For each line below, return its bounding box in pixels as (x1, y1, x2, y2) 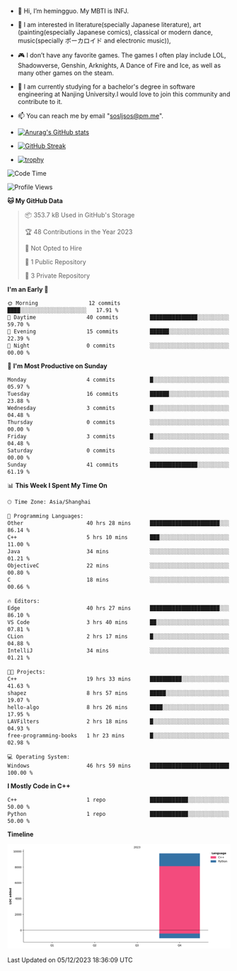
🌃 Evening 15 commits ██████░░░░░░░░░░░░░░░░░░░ (7, 328, 230, 335)
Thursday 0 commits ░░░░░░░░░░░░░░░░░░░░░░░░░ (7, 419, 230, 426)
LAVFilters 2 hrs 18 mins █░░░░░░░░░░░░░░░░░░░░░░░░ (7, 718, 230, 725)
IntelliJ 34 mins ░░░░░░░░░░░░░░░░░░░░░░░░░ (7, 647, 230, 654)
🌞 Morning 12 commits (7, 300, 121, 307)
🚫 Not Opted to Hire (24, 244, 83, 252)
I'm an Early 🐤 (7, 285, 49, 293)
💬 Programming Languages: (7, 513, 83, 520)
